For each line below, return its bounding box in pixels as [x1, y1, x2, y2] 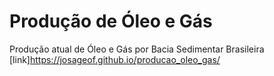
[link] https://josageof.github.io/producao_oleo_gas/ [9, 53, 221, 65]
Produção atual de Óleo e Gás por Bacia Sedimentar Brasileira [9, 43, 265, 55]
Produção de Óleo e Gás [9, 10, 213, 33]
